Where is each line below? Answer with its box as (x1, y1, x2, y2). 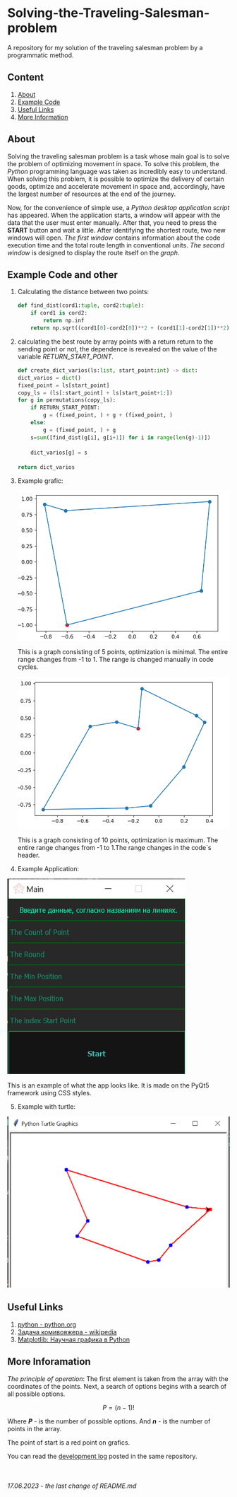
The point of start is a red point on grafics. (7, 1438, 130, 1447)
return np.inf (43, 317, 85, 325)
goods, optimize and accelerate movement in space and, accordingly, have (7, 182, 226, 190)
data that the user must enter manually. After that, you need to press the (7, 218, 217, 227)
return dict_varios (17, 464, 75, 471)
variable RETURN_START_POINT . (17, 352, 114, 361)
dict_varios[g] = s (30, 449, 88, 456)
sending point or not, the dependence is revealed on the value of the (17, 344, 217, 353)
